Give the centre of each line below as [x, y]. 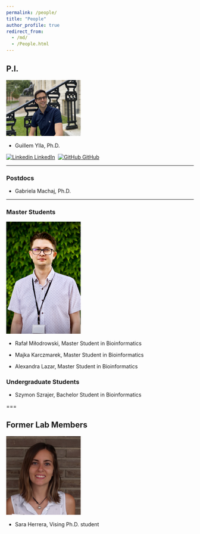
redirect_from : [25, 32]
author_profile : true [33, 25]
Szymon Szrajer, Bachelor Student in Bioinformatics [78, 395]
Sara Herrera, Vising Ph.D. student [57, 524]
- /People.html [30, 44]
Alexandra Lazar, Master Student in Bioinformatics [76, 366]
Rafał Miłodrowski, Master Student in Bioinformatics [78, 343]
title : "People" [26, 19]
